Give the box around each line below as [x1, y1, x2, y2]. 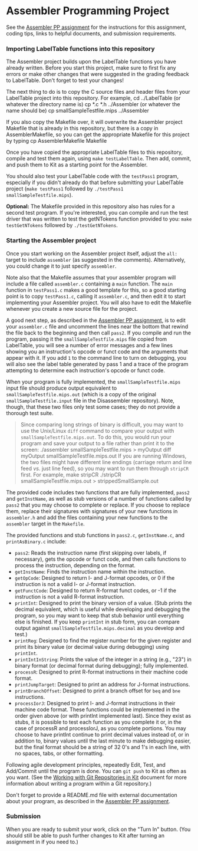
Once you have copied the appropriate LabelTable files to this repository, [6, 149, 183, 156]
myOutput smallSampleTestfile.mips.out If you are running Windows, [20, 452, 187, 459]
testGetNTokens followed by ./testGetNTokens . [6, 222, 118, 229]
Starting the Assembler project [6, 236, 97, 245]
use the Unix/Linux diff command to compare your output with [20, 427, 174, 434]
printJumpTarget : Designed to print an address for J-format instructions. [14, 681, 190, 688]
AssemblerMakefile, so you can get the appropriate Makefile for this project [6, 131, 190, 138]
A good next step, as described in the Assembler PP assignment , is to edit [6, 317, 186, 324]
